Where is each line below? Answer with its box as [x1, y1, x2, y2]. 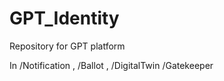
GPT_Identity [9, 7, 120, 30]
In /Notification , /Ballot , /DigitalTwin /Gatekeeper [9, 59, 214, 71]
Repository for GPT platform [9, 40, 126, 52]
